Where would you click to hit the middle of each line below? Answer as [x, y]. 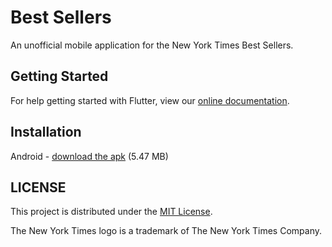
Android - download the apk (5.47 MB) [89, 156]
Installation [46, 132]
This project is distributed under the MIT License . [111, 212]
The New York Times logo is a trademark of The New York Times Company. [166, 231]
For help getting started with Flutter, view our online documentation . [150, 100]
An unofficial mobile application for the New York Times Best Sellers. [152, 45]
